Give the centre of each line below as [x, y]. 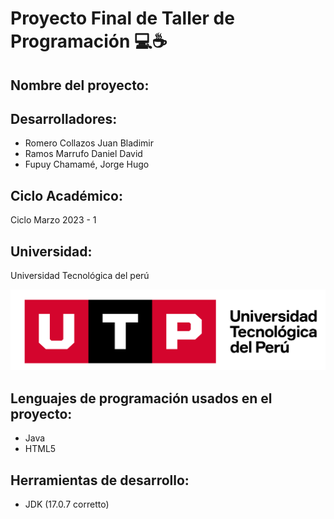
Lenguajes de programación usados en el [141, 398]
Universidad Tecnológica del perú [80, 276]
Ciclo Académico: [66, 195]
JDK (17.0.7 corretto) [67, 504]
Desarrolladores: [64, 118]
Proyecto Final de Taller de [122, 18]
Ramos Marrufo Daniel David [83, 154]
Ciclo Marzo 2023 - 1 [53, 220]
